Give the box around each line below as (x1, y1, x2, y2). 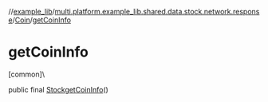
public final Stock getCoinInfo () (8, 84, 109, 94)
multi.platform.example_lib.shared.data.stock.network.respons (54, 7, 260, 16)
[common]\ (8, 69, 45, 79)
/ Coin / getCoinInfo (12, 15, 72, 25)
